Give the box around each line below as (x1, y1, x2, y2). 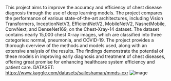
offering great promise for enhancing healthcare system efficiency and (5, 59, 155, 65)
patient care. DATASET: (5, 64, 55, 70)
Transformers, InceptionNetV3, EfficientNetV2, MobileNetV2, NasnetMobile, (5, 21, 166, 27)
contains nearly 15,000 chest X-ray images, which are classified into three (5, 32, 162, 37)
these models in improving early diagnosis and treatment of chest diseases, (5, 53, 166, 59)
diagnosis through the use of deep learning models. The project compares (5, 10, 163, 16)
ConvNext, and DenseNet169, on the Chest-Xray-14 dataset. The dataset (5, 26, 159, 32)
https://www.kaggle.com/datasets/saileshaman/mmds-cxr (5, 70, 128, 76)
